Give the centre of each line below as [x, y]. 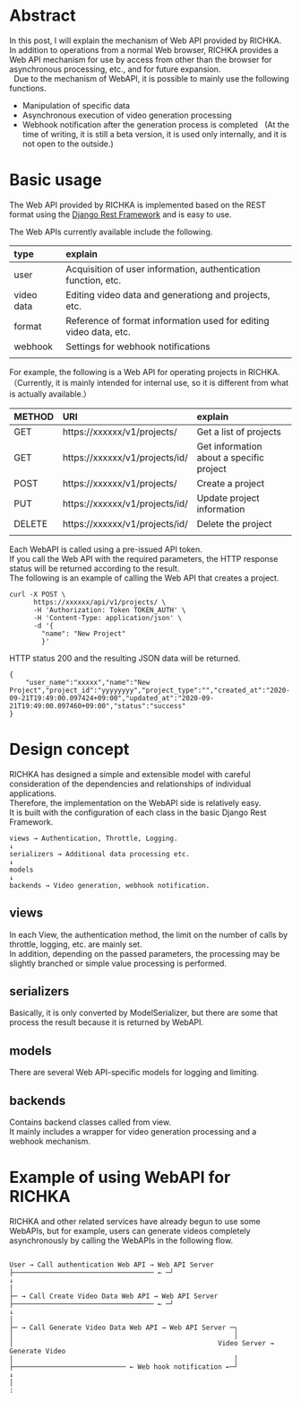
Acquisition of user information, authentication [163, 268]
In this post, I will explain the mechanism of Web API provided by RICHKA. [146, 40]
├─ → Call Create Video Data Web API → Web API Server [114, 1296]
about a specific [230, 457]
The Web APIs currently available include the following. [111, 232]
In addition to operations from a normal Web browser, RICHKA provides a [144, 49]
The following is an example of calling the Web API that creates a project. [144, 578]
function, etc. [94, 280]
